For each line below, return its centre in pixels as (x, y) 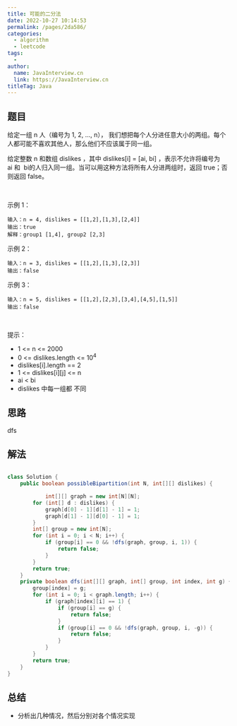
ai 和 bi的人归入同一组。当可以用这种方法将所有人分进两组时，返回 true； (115, 167)
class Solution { (33, 477)
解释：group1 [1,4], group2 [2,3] (56, 235)
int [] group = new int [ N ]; (72, 529)
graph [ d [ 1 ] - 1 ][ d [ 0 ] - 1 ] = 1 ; (92, 516)
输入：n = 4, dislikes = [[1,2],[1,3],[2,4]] (74, 220)
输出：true (22, 227)
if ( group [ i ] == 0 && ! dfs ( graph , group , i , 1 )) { (121, 542)
